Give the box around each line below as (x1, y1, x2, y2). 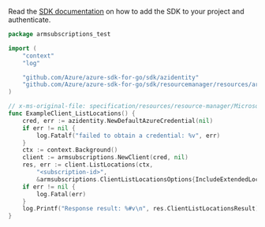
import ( (8, 44, 37, 52)
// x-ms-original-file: (8, 102, 87, 110)
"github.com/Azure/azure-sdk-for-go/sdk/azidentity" (22, 73, 200, 81)
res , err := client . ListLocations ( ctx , (22, 161, 154, 169)
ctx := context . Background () (22, 146, 118, 154)
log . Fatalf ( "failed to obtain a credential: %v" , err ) (36, 132, 221, 140)
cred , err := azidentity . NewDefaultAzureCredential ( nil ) (22, 117, 214, 125)
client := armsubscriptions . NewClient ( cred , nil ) (22, 154, 189, 162)
